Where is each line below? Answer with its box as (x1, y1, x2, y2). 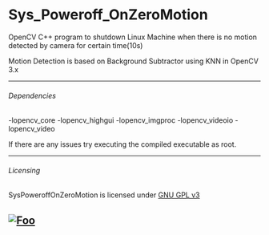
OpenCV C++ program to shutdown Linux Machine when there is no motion (8, 32, 258, 42)
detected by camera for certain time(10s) (8, 40, 143, 50)
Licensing (8, 165, 41, 175)
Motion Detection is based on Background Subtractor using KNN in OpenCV (8, 56, 259, 66)
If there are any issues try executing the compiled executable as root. (8, 140, 237, 149)
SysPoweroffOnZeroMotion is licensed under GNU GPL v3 (8, 190, 200, 200)
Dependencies (8, 91, 56, 100)
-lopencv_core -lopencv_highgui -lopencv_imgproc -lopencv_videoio (8, 115, 234, 125)
